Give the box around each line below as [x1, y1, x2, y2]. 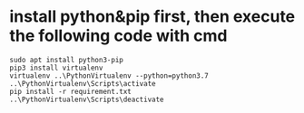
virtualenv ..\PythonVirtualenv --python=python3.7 [9, 71, 209, 80]
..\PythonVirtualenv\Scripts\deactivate [9, 95, 165, 104]
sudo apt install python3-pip [9, 55, 124, 64]
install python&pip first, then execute [9, 6, 296, 27]
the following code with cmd [9, 25, 228, 46]
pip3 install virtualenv [9, 63, 103, 72]
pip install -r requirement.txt [9, 87, 132, 96]
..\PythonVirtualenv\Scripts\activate [9, 79, 156, 88]
